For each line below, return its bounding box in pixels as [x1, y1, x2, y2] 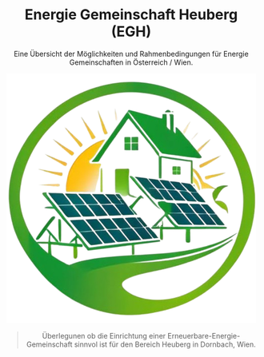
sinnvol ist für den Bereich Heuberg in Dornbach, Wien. [74, 339, 257, 349]
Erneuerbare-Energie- [167, 331, 241, 340]
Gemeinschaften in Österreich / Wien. [69, 58, 194, 67]
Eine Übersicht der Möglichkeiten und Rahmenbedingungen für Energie [14, 49, 249, 58]
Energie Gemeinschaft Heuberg [24, 6, 238, 24]
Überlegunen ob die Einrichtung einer [42, 331, 166, 340]
